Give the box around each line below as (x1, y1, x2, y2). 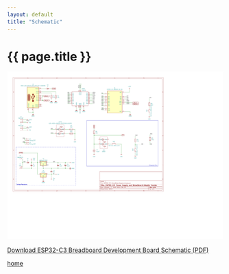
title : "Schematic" (7, 18, 63, 25)
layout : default (7, 11, 53, 18)
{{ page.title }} (7, 49, 92, 65)
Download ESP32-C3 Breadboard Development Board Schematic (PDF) (7, 246, 209, 254)
